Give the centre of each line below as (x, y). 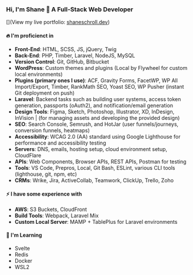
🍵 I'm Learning (24, 235)
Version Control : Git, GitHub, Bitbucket (62, 62)
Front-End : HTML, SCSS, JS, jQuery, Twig (65, 49)
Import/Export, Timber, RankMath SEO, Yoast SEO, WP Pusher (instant (99, 86)
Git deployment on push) (45, 93)
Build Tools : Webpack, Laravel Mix (57, 215)
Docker (23, 260)
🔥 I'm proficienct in (30, 35)
